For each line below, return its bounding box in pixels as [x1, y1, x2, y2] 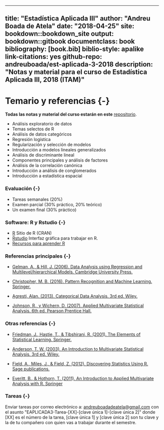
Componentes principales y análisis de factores [12, 157, 108, 163]
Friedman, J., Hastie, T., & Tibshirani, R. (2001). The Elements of [12, 331, 141, 337]
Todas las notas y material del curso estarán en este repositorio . [5, 111, 137, 118]
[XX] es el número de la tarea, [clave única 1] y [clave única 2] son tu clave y [5, 414, 159, 420]
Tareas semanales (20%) [12, 196, 63, 202]
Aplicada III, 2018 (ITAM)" [5, 75, 85, 84]
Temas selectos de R [12, 126, 55, 132]
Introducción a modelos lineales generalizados [12, 147, 106, 153]
